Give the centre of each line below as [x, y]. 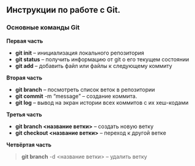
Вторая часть [24, 77]
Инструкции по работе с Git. [64, 10]
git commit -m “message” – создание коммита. [76, 96]
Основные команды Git [43, 28]
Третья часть [24, 114]
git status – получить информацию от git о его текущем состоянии [102, 59]
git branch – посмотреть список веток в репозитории [85, 89]
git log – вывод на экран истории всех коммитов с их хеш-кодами [102, 102]
